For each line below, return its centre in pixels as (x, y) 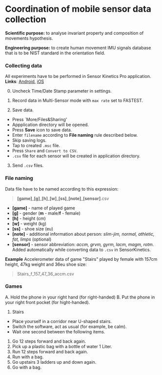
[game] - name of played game (44, 208)
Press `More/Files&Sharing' (40, 120)
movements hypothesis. (29, 38)
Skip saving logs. (29, 140)
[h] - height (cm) (29, 218)
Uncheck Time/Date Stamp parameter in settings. (62, 91)
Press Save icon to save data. (42, 130)
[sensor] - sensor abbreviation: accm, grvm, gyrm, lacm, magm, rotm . (83, 244)
